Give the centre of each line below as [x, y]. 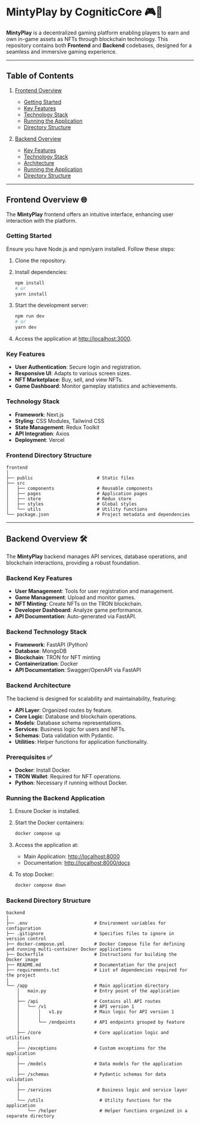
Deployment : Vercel [40, 440]
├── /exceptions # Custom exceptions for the [92, 1048]
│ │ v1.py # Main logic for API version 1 [96, 1012]
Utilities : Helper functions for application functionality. [82, 741]
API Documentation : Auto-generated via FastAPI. [76, 616]
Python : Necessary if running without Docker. [71, 783]
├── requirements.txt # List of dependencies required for [97, 970]
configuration [24, 928]
